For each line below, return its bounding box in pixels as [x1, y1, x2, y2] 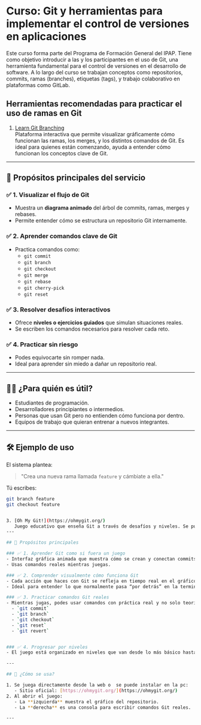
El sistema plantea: [6, 461, 53, 468]
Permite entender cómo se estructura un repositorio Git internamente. [14, 217, 187, 224]
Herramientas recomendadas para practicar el [6, 99, 182, 109]
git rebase [23, 278, 51, 284]
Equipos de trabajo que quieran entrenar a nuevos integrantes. [14, 418, 169, 426]
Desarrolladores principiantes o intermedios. [14, 406, 124, 413]
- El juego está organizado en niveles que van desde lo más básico [6, 649, 181, 655]
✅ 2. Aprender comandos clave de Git [6, 232, 118, 241]
